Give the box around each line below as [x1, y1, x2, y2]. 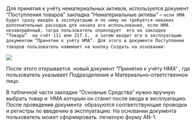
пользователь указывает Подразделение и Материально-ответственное [6, 71, 188, 78]
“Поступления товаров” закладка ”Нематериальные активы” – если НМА [6, 11, 185, 18]
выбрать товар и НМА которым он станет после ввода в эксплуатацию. [6, 95, 187, 101]
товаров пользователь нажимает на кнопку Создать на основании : [6, 43, 165, 50]
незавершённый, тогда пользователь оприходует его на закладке [6, 27, 166, 33]
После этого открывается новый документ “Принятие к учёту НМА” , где [6, 65, 190, 72]
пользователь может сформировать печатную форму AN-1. [6, 114, 157, 120]
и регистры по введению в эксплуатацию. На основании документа [6, 107, 177, 114]
